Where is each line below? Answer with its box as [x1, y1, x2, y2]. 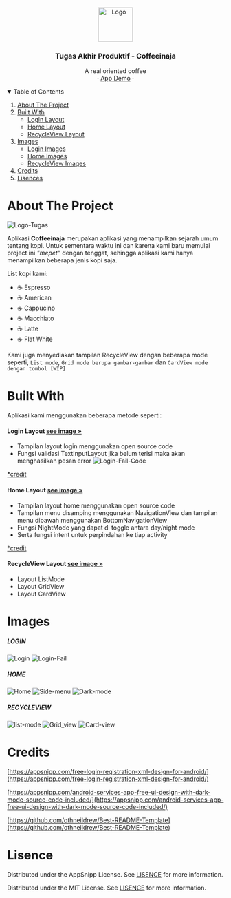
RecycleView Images [27, 159, 87, 168]
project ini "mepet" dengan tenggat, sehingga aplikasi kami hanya [7, 249, 194, 258]
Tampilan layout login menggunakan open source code [16, 442, 173, 450]
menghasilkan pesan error [16, 457, 91, 465]
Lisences [16, 174, 43, 182]
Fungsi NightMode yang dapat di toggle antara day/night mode [16, 523, 195, 532]
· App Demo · [97, 74, 134, 83]
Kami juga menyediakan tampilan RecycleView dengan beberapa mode [7, 351, 208, 359]
